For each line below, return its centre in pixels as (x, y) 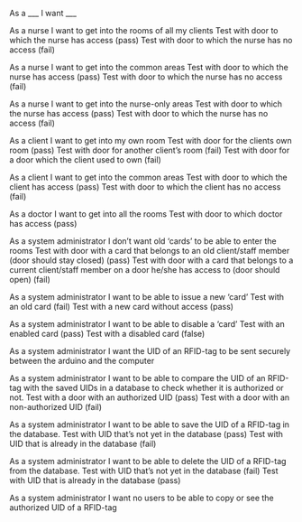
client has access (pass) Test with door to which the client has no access (145, 187)
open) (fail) (30, 280)
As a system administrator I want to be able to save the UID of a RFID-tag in (150, 424)
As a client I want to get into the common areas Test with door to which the (149, 177)
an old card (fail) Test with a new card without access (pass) (122, 307)
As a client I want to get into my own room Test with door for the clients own (151, 140)
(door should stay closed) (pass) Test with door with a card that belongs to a (151, 260)
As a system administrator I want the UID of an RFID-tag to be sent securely (150, 351)
